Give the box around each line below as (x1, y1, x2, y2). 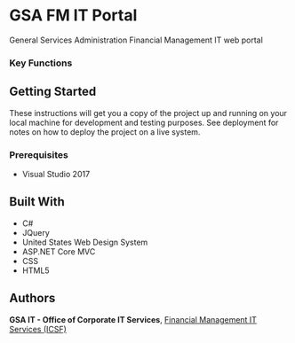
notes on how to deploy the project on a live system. (9, 126, 201, 137)
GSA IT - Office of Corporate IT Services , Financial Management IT (9, 314, 258, 324)
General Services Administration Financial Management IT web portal (9, 35, 264, 45)
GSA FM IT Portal (9, 5, 138, 26)
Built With (9, 194, 65, 209)
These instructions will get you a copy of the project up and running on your (9, 107, 287, 118)
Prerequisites (9, 148, 68, 160)
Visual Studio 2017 (21, 168, 91, 179)
